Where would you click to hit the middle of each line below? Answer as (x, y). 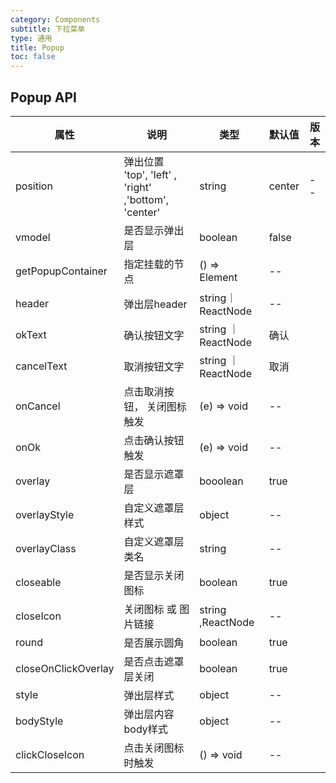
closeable (38, 582)
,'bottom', (146, 199)
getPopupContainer (61, 271)
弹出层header (155, 304)
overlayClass (46, 548)
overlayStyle (45, 514)
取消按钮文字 (154, 366)
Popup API (44, 97)
